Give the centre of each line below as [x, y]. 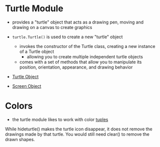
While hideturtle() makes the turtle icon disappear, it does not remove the [79, 129]
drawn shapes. [20, 139]
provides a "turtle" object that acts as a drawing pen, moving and [78, 22]
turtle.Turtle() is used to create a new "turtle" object [68, 37]
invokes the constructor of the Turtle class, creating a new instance [87, 46]
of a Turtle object [37, 51]
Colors [19, 106]
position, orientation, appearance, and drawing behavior [76, 67]
